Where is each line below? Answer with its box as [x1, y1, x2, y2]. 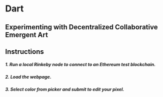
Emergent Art [5, 30, 48, 39]
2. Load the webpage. [5, 74, 51, 80]
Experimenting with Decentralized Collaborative [5, 23, 158, 31]
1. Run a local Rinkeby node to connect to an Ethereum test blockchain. [5, 61, 156, 67]
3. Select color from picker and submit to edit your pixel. [5, 87, 124, 93]
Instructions [5, 47, 44, 56]
